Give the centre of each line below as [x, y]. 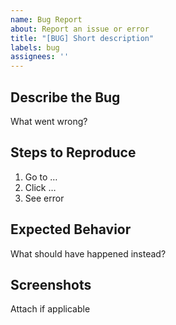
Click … [40, 187]
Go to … [41, 177]
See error [44, 198]
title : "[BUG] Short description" [82, 38]
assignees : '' [40, 57]
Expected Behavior [71, 229]
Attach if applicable [50, 309]
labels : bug [35, 47]
